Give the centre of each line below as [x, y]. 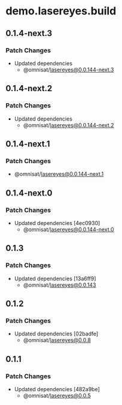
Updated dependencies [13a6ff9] [55, 278]
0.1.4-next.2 [29, 88]
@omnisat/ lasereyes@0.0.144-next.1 [59, 174]
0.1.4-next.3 [29, 33]
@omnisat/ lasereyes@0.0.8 [57, 340]
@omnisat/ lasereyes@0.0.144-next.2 [68, 125]
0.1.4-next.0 [29, 193]
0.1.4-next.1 [28, 144]
